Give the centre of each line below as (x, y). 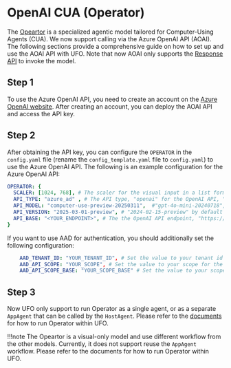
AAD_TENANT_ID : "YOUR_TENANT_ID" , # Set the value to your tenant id (121, 258)
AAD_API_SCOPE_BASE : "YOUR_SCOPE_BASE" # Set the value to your (113, 271)
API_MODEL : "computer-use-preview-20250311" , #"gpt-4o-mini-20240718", (120, 206)
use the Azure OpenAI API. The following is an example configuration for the (115, 166)
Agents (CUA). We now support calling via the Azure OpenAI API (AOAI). (109, 39)
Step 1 (21, 83)
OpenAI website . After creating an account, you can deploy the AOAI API (110, 106)
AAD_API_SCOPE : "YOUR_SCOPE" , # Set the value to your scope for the (121, 264)
